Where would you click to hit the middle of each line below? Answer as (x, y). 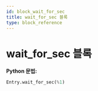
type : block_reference (34, 22)
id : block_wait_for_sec (36, 12)
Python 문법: (22, 71)
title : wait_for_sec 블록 (37, 17)
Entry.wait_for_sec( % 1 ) (36, 82)
